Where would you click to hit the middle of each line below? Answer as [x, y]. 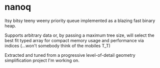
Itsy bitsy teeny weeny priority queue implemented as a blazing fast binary [80, 21]
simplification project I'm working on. [42, 60]
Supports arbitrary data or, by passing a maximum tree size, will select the [80, 35]
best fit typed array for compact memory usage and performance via [74, 40]
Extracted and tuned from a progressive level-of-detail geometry [70, 55]
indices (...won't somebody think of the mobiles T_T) [58, 45]
